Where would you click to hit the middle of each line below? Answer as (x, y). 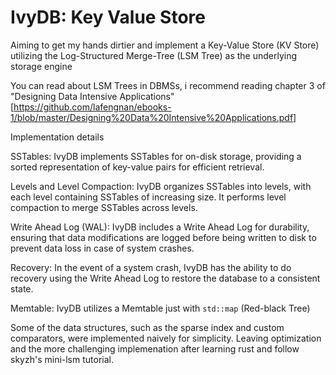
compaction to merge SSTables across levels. (104, 207)
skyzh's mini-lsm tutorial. (62, 359)
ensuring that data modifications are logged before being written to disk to (163, 237)
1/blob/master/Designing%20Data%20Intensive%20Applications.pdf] (153, 117)
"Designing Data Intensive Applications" (92, 96)
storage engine (41, 66)
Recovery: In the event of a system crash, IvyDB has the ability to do (151, 267)
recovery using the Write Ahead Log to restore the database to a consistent (165, 278)
